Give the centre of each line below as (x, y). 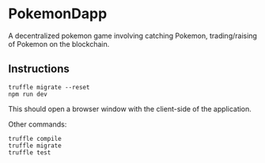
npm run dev (28, 94)
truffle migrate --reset (49, 87)
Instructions (39, 69)
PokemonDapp (58, 14)
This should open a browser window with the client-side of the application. (130, 108)
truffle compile (35, 138)
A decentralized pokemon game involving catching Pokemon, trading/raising (132, 36)
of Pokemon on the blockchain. (59, 44)
